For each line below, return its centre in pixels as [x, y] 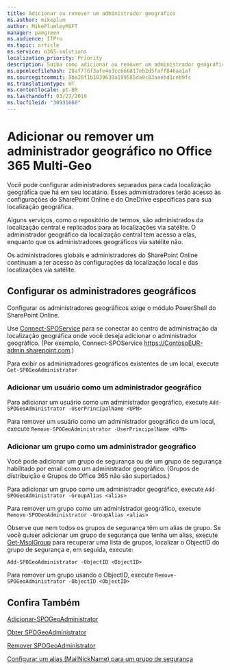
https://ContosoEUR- [174, 343]
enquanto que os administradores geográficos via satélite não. [95, 241]
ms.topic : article [33, 45]
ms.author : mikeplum [37, 20]
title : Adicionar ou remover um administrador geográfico [91, 13]
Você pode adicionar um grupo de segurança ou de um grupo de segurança [115, 462]
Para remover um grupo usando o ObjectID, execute [80, 575]
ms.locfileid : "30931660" [44, 103]
